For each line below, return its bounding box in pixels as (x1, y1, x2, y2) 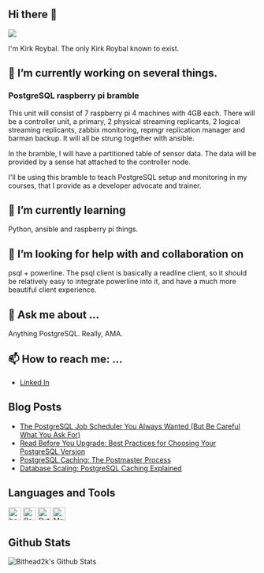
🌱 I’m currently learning (8, 203, 126, 217)
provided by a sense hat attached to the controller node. (8, 157, 191, 167)
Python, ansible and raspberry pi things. (8, 224, 139, 234)
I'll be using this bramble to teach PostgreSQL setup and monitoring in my (8, 172, 247, 182)
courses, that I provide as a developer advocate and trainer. (8, 181, 203, 190)
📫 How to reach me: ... (8, 353, 124, 366)
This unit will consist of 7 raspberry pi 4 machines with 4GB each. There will (8, 108, 255, 118)
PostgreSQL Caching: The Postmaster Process (19, 455, 172, 464)
